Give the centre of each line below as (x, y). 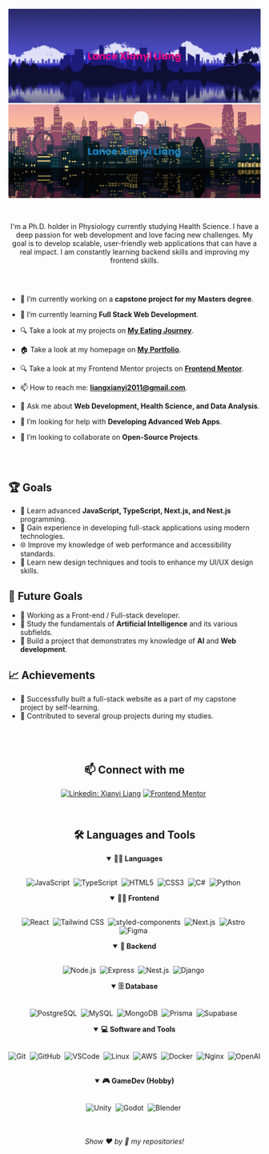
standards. (38, 554)
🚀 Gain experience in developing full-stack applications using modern (134, 528)
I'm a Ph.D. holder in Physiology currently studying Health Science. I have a (134, 227)
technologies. (42, 537)
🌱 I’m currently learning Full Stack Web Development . (109, 315)
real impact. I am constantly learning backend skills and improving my (134, 252)
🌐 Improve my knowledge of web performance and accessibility (126, 545)
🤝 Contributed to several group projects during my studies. (116, 716)
